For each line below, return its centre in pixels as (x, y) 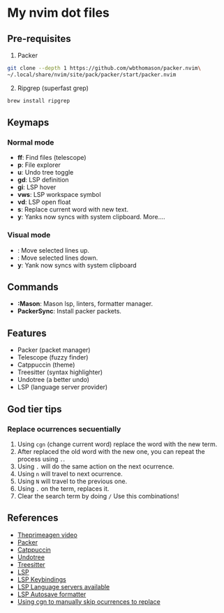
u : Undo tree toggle (45, 172)
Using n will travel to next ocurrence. (70, 473)
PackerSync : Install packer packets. (69, 311)
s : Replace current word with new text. (73, 209)
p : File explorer (39, 165)
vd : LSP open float (44, 202)
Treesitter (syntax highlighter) (60, 372)
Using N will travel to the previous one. (72, 481)
